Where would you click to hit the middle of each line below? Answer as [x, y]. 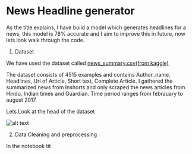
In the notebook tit [29, 146]
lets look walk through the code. [45, 40]
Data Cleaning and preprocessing [56, 134]
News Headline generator [70, 11]
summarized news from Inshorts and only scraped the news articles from [96, 87]
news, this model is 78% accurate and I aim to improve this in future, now [96, 33]
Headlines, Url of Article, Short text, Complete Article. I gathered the [89, 81]
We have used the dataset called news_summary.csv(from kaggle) [88, 63]
